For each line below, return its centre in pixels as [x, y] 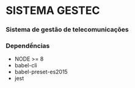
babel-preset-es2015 [41, 72]
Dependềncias [28, 46]
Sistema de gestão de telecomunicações [67, 30]
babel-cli [26, 66]
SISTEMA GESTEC [53, 11]
